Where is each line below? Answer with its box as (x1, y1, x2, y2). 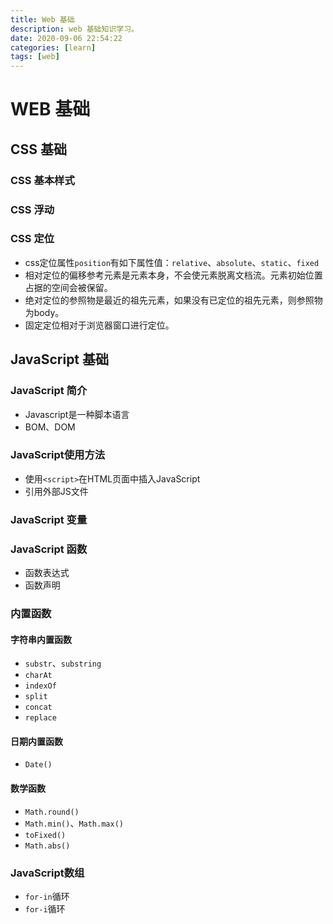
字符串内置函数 (10, 633, 72, 645)
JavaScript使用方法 (10, 448, 106, 462)
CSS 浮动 (10, 202, 55, 216)
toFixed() (24, 830, 67, 840)
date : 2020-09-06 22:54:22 (10, 33, 123, 43)
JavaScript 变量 (10, 512, 88, 526)
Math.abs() (24, 841, 71, 851)
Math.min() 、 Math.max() (24, 817, 124, 829)
